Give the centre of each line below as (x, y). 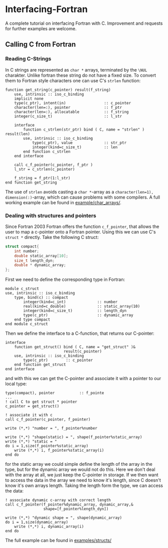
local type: (16, 384)
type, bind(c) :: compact (41, 298)
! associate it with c (29, 415)
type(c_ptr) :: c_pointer (58, 360)
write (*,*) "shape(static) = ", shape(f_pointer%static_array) (74, 437)
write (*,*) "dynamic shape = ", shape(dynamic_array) (64, 518)
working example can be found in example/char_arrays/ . (63, 202)
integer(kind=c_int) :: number (70, 302)
